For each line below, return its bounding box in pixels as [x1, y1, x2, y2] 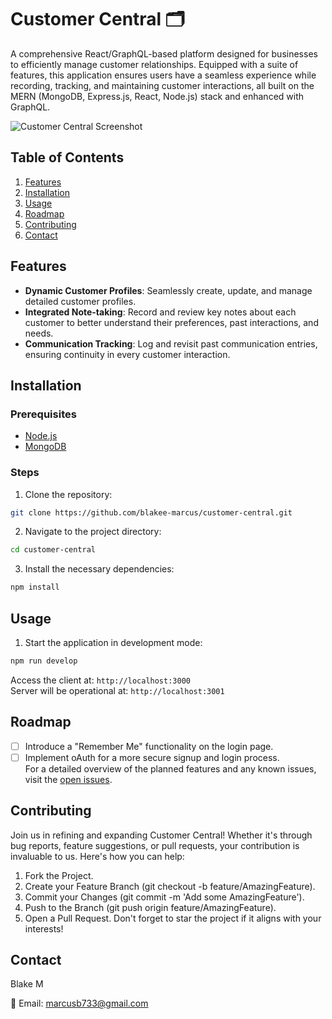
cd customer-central [10, 545, 97, 555]
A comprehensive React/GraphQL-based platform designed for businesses [10, 47, 318, 60]
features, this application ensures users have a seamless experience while [10, 69, 317, 81]
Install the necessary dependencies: [24, 563, 175, 575]
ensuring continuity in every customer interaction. [24, 348, 231, 360]
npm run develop [10, 656, 78, 666]
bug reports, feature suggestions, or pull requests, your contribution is [10, 839, 300, 851]
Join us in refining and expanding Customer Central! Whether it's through [10, 829, 313, 841]
